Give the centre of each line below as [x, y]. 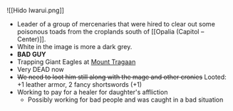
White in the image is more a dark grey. [74, 47]
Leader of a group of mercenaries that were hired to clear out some [116, 24]
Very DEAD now [41, 69]
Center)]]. [31, 39]
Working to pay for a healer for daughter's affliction [92, 92]
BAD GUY [31, 54]
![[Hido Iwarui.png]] [36, 10]
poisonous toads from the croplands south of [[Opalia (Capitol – [110, 32]
